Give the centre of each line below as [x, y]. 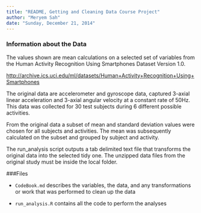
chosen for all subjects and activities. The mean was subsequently [89, 131]
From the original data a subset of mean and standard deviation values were [100, 124]
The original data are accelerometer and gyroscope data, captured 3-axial [98, 94]
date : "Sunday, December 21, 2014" [51, 23]
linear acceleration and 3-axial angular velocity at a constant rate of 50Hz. [98, 100]
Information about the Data [47, 44]
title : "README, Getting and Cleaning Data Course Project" [83, 12]
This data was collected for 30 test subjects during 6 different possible [94, 106]
